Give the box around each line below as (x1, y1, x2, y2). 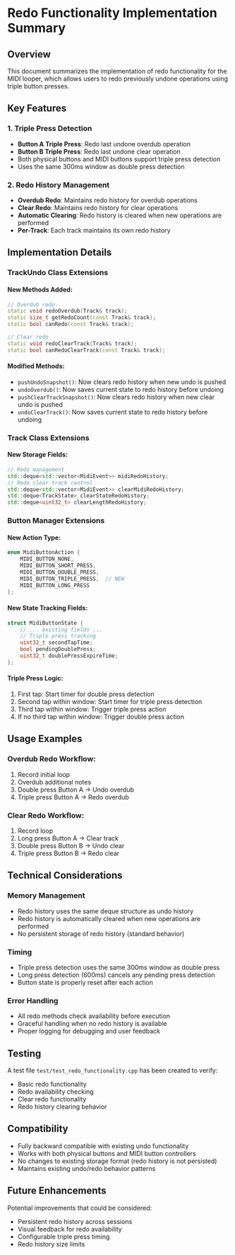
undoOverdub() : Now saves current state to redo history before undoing (17, 385, 224, 393)
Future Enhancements (7, 1185, 107, 1197)
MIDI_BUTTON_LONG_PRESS (20, 582, 90, 589)
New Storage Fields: (7, 451, 68, 459)
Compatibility (7, 1123, 68, 1135)
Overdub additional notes (17, 777, 92, 786)
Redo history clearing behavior (17, 1102, 107, 1111)
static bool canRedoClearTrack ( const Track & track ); (7, 347, 166, 354)
